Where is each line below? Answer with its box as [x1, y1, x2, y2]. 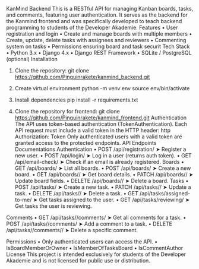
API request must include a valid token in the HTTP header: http [14, 127, 171, 134]
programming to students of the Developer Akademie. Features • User [6, 24, 178, 31]
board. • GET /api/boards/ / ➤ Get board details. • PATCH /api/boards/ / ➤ [14, 171, 194, 178]
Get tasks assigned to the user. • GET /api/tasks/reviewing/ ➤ [39, 196, 190, 203]
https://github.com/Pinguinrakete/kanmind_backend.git [14, 74, 150, 80]
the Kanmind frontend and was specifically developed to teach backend [6, 18, 182, 24]
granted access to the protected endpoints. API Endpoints [14, 140, 157, 146]
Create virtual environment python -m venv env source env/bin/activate [14, 85, 190, 91]
